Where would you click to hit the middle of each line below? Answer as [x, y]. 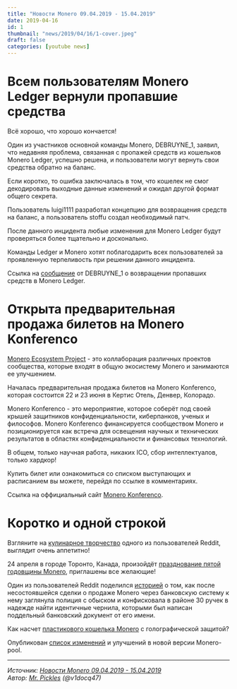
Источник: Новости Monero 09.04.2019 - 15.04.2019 [84, 670]
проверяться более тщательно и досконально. [78, 238]
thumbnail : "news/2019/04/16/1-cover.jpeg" [72, 34]
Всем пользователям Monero [98, 82]
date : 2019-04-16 [33, 20]
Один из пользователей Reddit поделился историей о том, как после [111, 585]
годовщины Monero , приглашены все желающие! [82, 571]
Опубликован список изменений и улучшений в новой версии [101, 642]
